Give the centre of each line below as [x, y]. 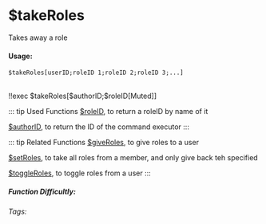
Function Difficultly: [42, 191]
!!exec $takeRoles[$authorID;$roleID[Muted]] [83, 96]
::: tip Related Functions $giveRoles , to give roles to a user [104, 143]
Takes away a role [38, 37]
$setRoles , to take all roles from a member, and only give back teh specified [133, 158]
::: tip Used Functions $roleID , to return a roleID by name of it [108, 112]
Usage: [21, 56]
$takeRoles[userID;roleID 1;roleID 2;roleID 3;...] [96, 73]
